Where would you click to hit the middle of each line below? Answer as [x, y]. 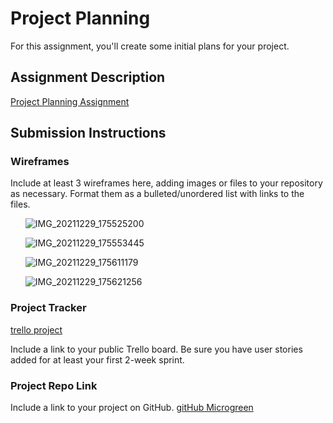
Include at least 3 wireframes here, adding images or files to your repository [166, 183]
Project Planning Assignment [70, 101]
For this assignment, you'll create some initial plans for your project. [150, 46]
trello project [36, 329]
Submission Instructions [88, 133]
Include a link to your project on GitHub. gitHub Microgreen [132, 408]
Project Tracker [48, 308]
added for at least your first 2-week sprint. [97, 359]
